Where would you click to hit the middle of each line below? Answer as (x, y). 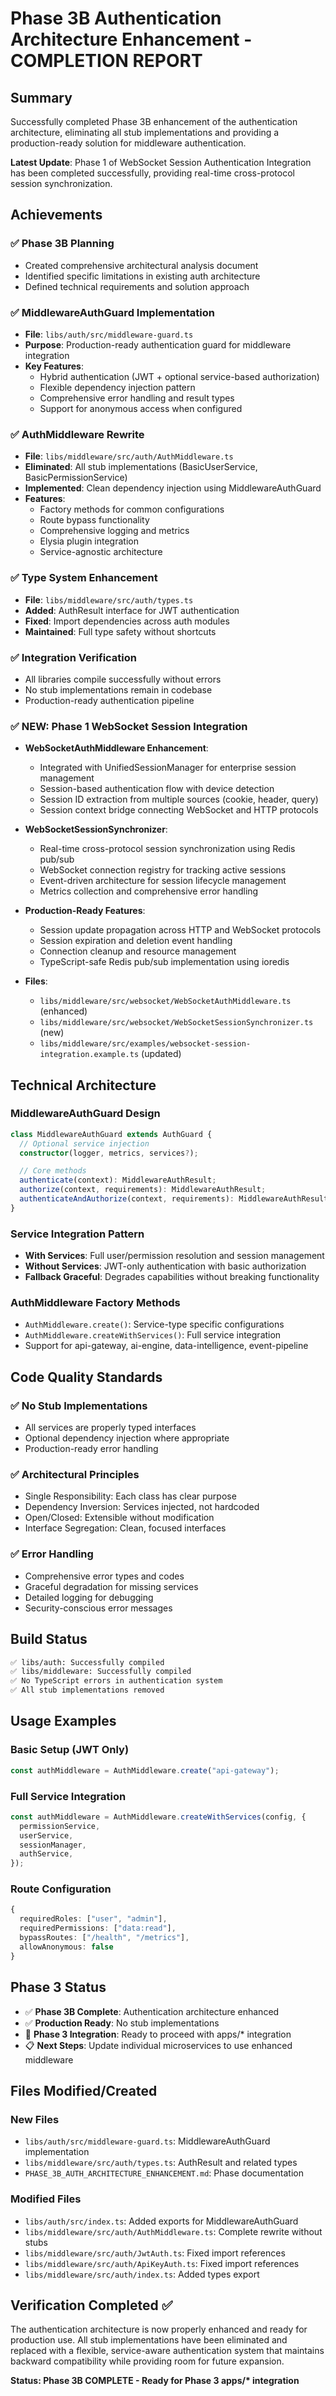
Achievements (56, 215)
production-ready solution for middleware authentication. (128, 143)
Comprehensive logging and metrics (114, 531)
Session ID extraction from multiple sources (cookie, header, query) (179, 799)
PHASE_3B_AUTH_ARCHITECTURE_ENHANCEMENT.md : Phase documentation (164, 2173)
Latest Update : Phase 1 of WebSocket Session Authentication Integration (161, 162)
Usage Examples (63, 1721)
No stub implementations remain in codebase (118, 689)
